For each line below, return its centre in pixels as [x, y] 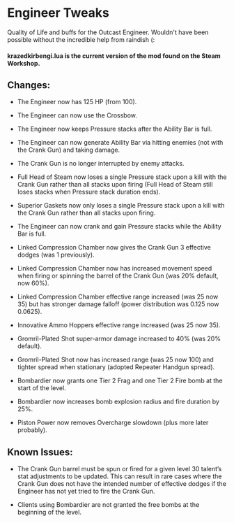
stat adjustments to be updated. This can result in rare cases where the [119, 476]
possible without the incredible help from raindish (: [81, 39]
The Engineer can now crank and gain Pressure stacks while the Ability [119, 227]
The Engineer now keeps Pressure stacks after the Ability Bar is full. [115, 129]
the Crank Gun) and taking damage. [69, 150]
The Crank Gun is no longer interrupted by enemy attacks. [101, 164]
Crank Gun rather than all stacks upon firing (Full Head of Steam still [115, 185]
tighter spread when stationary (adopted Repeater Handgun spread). [116, 367]
